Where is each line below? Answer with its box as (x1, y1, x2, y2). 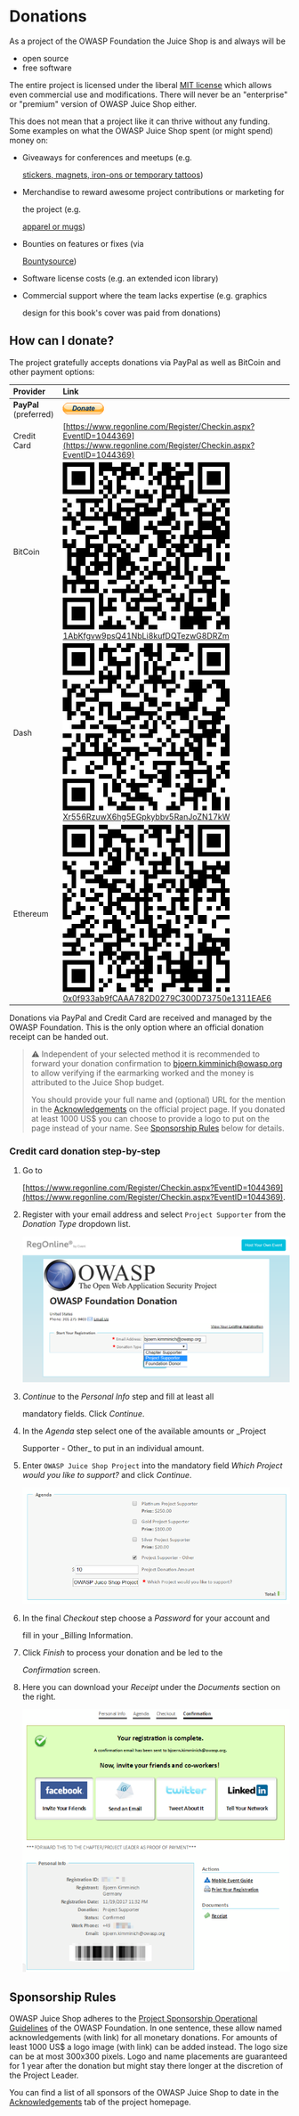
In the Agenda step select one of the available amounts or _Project (21, 1426, 267, 1436)
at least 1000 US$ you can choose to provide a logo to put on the (30, 1114, 270, 1123)
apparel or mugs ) (21, 221, 86, 232)
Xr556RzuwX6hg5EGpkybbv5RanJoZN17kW (62, 812, 230, 822)
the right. (21, 1691, 56, 1703)
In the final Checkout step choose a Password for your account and (21, 1613, 271, 1623)
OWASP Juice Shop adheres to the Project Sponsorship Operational (9, 2014, 258, 2024)
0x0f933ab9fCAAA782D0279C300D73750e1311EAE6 (62, 993, 272, 1003)
